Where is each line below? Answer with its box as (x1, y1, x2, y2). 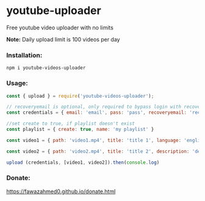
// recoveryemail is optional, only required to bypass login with (6, 104, 182, 110)
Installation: (6, 51, 43, 59)
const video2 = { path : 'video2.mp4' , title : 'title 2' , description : (6, 148, 190, 155)
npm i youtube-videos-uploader (6, 65, 86, 71)
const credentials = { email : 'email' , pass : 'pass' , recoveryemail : (6, 109, 187, 116)
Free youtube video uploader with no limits (6, 24, 114, 31)
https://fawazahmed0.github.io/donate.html (6, 188, 116, 195)
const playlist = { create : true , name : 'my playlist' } (6, 126, 154, 133)
